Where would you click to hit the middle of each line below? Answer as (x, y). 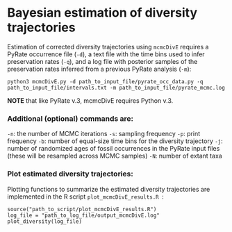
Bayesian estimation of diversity (102, 13)
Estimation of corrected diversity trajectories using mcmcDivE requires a (108, 47)
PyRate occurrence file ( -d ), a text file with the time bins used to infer (106, 54)
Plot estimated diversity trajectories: (70, 174)
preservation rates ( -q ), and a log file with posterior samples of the (102, 61)
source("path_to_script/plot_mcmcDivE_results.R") (82, 209)
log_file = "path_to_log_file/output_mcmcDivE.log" (83, 215)
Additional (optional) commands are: (71, 118)
